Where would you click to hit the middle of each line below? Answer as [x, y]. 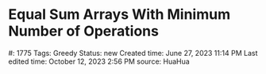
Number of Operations [83, 31]
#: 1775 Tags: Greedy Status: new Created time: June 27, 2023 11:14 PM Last [133, 53]
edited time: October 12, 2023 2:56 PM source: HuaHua [99, 61]
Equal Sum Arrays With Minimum [120, 15]
